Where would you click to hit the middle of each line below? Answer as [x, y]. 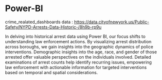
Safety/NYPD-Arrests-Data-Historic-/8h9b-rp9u [53, 27]
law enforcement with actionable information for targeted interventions [76, 67]
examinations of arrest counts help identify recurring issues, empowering [79, 62]
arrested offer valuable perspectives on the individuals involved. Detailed [78, 57]
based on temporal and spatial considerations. [52, 72]
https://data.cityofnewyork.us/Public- [111, 22]
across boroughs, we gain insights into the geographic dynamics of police [79, 47]
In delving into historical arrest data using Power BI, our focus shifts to [75, 36]
